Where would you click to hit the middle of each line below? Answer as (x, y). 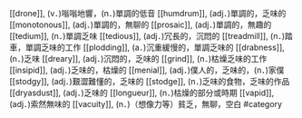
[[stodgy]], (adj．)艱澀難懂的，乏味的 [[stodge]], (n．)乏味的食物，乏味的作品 (150, 81)
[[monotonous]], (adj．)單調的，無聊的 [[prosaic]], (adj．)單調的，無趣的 (141, 25)
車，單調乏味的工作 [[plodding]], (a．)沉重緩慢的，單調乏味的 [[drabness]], (147, 47)
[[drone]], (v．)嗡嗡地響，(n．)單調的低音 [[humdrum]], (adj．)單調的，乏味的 (148, 13)
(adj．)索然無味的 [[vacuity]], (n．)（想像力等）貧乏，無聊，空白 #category (146, 104)
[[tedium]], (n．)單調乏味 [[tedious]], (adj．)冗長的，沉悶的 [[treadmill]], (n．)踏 (151, 36)
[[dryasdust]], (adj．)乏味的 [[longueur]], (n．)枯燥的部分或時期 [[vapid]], (142, 93)
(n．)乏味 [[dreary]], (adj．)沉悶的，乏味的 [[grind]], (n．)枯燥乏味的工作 (138, 59)
